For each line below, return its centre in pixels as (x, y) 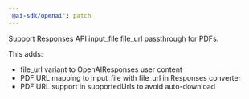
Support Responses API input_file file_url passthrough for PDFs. (114, 38)
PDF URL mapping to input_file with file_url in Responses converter (130, 77)
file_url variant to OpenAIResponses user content (101, 69)
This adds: (26, 53)
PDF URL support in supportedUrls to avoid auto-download (118, 86)
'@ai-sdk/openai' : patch (50, 16)
